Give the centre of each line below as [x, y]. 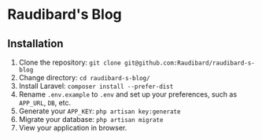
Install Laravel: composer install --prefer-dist [96, 86]
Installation [35, 44]
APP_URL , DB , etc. [45, 103]
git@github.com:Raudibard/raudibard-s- [189, 63]
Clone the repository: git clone [70, 62]
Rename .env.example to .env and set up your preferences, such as [128, 94]
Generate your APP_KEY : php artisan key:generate [100, 111]
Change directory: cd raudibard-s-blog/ [84, 77]
